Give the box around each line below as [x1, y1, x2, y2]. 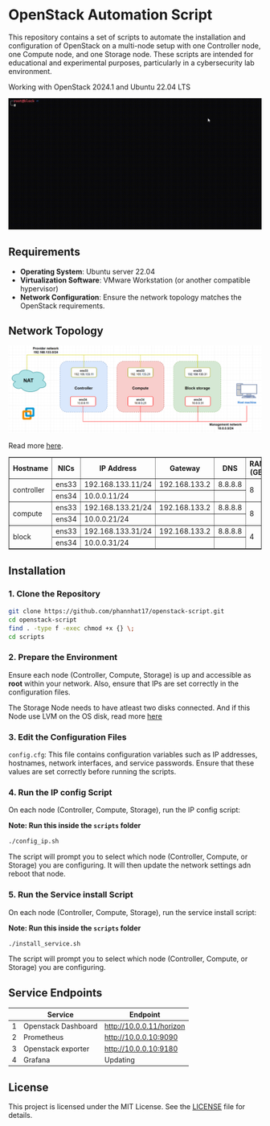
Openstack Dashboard [23, 1021, 98, 1031]
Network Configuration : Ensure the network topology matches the [19, 292, 243, 302]
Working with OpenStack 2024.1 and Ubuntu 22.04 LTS [8, 82, 191, 92]
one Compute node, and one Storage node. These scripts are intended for [8, 49, 254, 59]
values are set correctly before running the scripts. [8, 767, 177, 777]
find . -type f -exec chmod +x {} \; [8, 624, 135, 633]
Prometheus [23, 1033, 64, 1042]
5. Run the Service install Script [8, 889, 134, 901]
